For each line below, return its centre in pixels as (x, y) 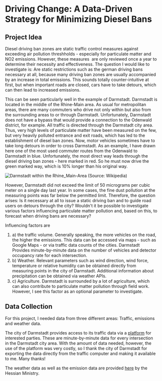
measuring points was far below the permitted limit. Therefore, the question (80, 195)
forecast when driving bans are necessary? (48, 216)
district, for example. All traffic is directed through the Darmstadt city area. (79, 125)
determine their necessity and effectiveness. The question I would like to (77, 64)
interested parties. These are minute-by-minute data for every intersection (79, 338)
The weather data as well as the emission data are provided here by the (76, 368)
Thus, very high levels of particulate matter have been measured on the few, (81, 130)
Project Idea (23, 37)
